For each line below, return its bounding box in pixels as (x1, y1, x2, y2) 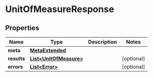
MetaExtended (29, 47, 66, 54)
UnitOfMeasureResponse (5, 4, 114, 15)
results (8, 55, 25, 62)
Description (88, 39, 118, 45)
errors (8, 63, 23, 70)
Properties (5, 24, 40, 32)
